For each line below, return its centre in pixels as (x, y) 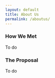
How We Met (21, 36)
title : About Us (22, 14)
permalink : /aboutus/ (28, 19)
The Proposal (22, 60)
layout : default (22, 10)
